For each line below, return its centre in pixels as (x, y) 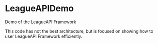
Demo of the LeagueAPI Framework (41, 22)
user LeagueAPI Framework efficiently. (44, 36)
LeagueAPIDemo (39, 8)
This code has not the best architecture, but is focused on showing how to (79, 31)
